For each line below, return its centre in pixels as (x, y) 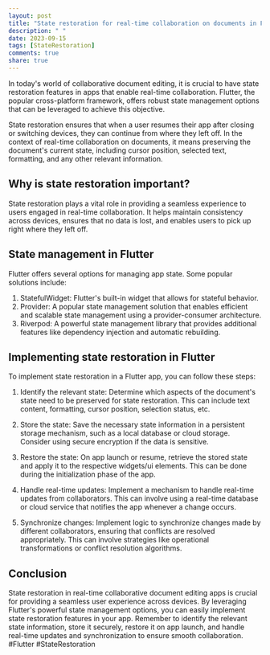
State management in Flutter (81, 254)
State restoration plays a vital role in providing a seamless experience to (127, 203)
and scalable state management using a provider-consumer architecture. (141, 315)
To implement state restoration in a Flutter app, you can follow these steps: (132, 377)
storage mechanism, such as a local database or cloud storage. (125, 433)
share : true (28, 61)
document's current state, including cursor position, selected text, (118, 150)
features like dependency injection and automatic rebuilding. (120, 332)
